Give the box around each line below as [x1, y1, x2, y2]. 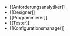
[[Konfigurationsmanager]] [9, 25, 65, 31]
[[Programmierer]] [9, 15, 47, 20]
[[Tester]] [9, 20, 30, 26]
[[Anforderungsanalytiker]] [9, 4, 65, 10]
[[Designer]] [9, 9, 35, 15]
